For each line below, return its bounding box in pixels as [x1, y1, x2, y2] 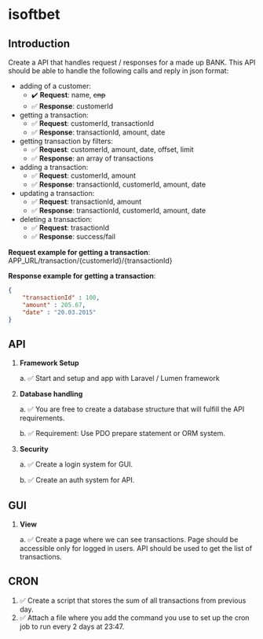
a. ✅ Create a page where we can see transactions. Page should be [19, 535, 239, 544]
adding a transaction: [19, 163, 89, 172]
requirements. [19, 413, 65, 423]
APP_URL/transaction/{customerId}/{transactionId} [8, 256, 173, 265]
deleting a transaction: [19, 215, 93, 223]
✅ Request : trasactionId [31, 223, 110, 232]
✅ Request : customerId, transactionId [31, 119, 155, 127]
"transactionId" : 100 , [22, 294, 100, 301]
